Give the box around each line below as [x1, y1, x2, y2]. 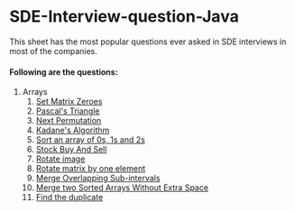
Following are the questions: [9, 66, 119, 78]
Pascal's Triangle [35, 105, 101, 116]
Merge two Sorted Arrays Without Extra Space [35, 182, 209, 193]
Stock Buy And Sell [35, 144, 107, 155]
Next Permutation [35, 115, 102, 126]
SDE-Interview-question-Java [9, 6, 239, 27]
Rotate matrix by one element [35, 163, 146, 174]
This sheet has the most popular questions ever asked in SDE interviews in [9, 36, 287, 47]
